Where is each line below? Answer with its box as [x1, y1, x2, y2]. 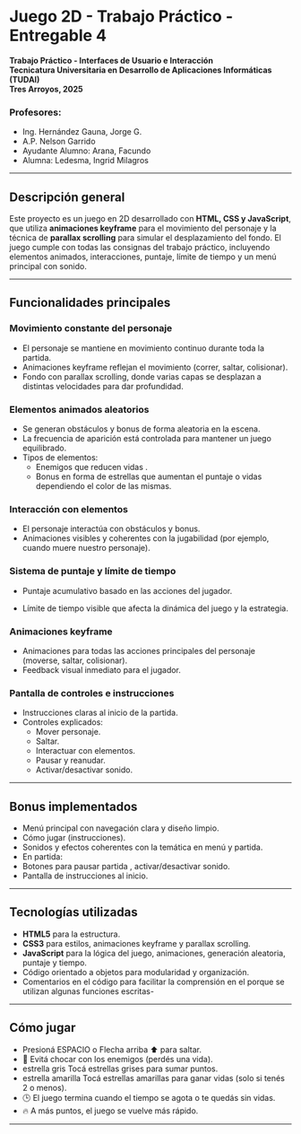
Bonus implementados [9, 798, 138, 814]
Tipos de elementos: [21, 452, 99, 463]
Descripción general [9, 189, 125, 205]
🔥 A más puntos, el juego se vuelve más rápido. [21, 1105, 199, 1116]
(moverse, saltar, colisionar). [21, 655, 128, 666]
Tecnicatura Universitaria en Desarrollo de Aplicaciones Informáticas [9, 65, 272, 75]
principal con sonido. [9, 261, 87, 272]
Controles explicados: [21, 717, 103, 728]
